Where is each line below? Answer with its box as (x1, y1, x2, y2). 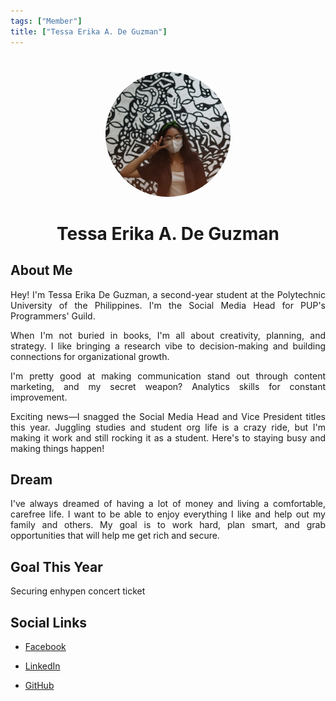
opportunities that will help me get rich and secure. (10, 530, 220, 542)
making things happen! (10, 442, 105, 454)
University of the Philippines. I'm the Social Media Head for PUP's (10, 299, 326, 311)
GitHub (24, 679, 55, 691)
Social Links (10, 614, 88, 631)
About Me (10, 262, 73, 279)
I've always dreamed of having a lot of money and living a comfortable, (10, 498, 326, 510)
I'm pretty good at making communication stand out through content (10, 370, 326, 382)
